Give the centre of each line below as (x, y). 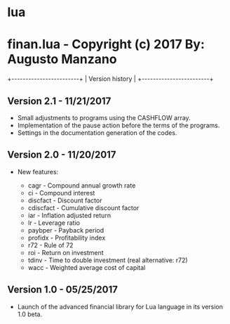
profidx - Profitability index (67, 238)
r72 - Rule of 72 (50, 245)
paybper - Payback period (66, 230)
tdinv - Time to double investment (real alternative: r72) (108, 260)
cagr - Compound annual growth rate (82, 185)
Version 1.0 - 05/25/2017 (62, 290)
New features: (38, 171)
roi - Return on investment (66, 252)
